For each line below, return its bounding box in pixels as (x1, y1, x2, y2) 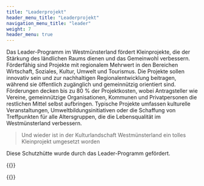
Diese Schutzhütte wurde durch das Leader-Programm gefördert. (6, 150, 171, 157)
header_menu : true (6, 32, 53, 38)
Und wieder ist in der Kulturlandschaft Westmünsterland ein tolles (21, 132, 186, 139)
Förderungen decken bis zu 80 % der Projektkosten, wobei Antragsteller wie (6, 87, 198, 95)
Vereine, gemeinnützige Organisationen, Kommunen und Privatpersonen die (6, 94, 197, 101)
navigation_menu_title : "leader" (6, 20, 91, 26)
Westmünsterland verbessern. (6, 120, 82, 127)
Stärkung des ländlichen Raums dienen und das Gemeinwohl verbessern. (6, 55, 191, 62)
